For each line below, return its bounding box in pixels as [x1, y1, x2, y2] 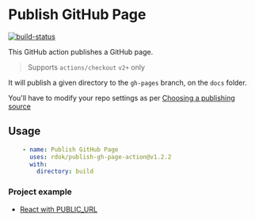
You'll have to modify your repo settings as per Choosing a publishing [8, 93, 235, 102]
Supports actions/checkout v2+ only [27, 62, 145, 72]
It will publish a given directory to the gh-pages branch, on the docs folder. [8, 78, 247, 87]
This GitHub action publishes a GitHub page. [8, 47, 154, 56]
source [8, 101, 32, 111]
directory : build [36, 168, 93, 176]
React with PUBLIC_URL [19, 204, 97, 214]
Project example [8, 186, 73, 197]
